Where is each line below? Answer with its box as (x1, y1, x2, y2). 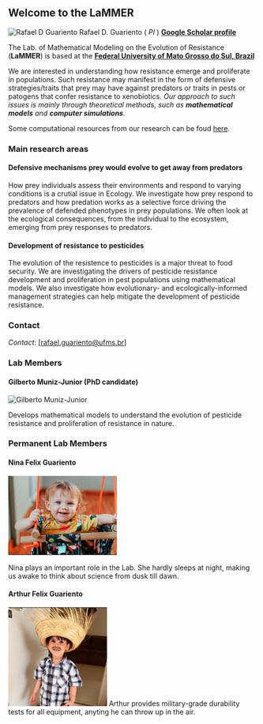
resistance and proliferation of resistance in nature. (8, 418, 175, 428)
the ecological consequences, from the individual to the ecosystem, (8, 213, 229, 224)
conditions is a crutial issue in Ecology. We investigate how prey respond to (8, 189, 254, 198)
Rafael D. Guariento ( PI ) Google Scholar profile (78, 27, 237, 36)
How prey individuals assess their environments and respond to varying (8, 180, 242, 190)
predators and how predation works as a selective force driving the (8, 197, 227, 206)
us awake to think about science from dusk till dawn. (8, 571, 179, 580)
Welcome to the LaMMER (8, 6, 134, 20)
